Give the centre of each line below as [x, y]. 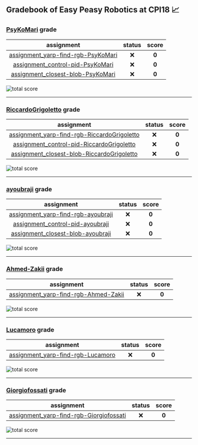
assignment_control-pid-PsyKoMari [63, 64]
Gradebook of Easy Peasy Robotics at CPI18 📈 [93, 10]
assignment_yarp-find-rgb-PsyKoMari [63, 55]
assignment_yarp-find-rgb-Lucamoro [62, 355]
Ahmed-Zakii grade [34, 269]
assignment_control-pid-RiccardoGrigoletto [74, 144]
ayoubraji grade [29, 189]
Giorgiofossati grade [36, 390]
